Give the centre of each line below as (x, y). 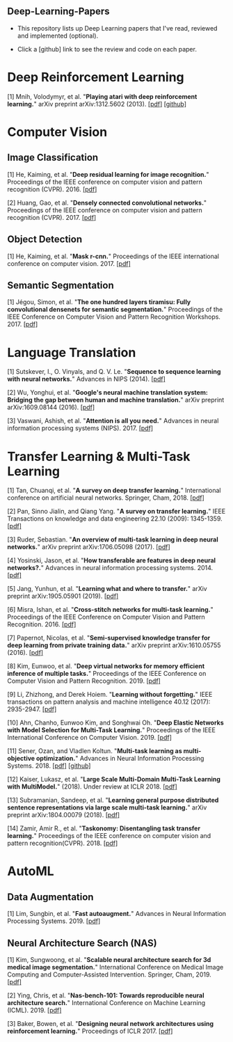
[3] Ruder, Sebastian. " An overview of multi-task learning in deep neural (113, 539)
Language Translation (72, 353)
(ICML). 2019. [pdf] (34, 1010)
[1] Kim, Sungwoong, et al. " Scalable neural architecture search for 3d (109, 960)
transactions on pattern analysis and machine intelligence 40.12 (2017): (109, 702)
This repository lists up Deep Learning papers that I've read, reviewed (117, 28)
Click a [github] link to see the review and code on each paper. (107, 49)
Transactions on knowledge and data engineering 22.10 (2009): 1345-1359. (115, 519)
